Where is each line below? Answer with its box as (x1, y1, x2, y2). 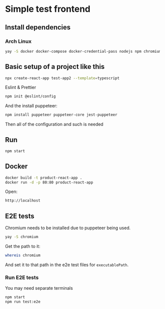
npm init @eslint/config (5, 94, 56, 99)
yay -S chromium (5, 235, 38, 240)
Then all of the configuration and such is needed (5, 122, 104, 127)
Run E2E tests (5, 274, 39, 281)
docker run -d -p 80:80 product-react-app (5, 180, 93, 185)
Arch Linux (5, 38, 32, 45)
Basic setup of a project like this (5, 62, 105, 71)
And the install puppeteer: (5, 103, 57, 109)
